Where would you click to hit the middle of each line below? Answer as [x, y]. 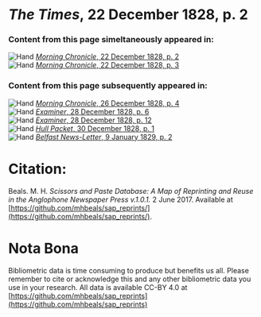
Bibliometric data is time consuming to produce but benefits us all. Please [129, 270]
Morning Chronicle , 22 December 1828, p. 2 [107, 56]
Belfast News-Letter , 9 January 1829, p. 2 [104, 137]
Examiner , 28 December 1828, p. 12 [94, 120]
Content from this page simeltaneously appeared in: [111, 40]
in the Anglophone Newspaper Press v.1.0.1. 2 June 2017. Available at [121, 199]
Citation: [37, 169]
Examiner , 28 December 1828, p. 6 [92, 111]
